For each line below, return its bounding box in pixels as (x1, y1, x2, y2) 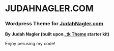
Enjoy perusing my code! (5, 41, 56, 47)
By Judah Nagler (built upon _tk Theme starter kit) (5, 31, 110, 37)
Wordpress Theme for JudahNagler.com (5, 20, 104, 27)
